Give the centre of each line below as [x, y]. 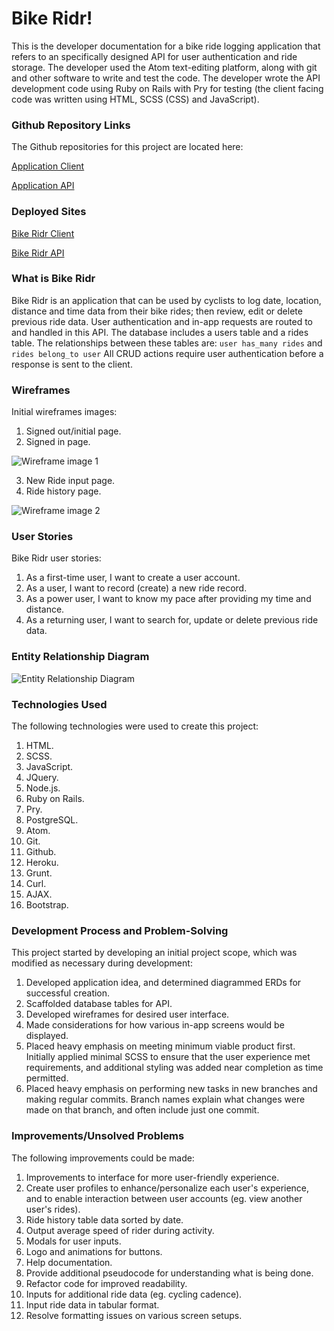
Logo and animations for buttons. [94, 1251]
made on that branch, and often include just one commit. [142, 1110]
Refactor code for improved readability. [106, 1283]
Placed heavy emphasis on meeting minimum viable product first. [160, 1046]
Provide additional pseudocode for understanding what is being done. [169, 1273]
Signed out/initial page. [73, 431]
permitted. [47, 1078]
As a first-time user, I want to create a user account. [133, 578]
